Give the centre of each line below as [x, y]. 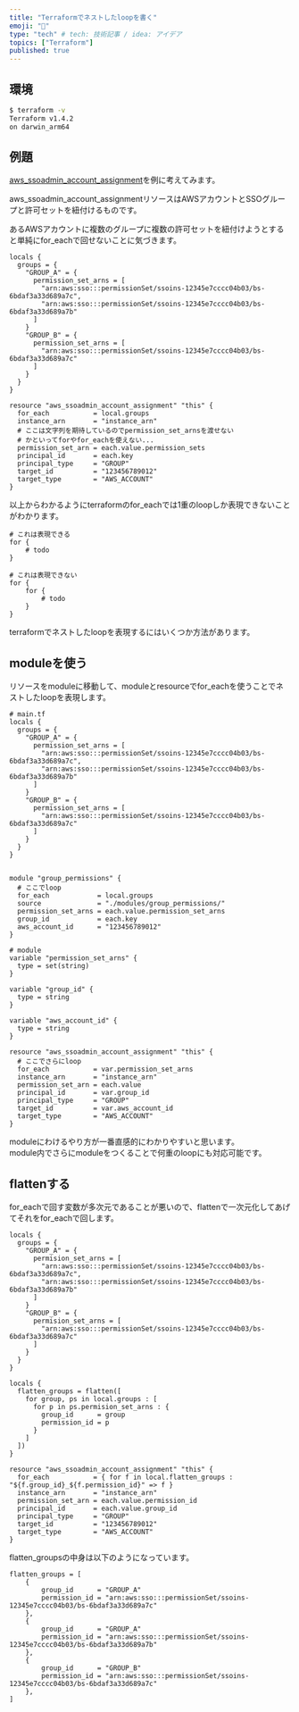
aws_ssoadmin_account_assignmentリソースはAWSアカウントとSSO [136, 199]
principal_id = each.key [75, 456]
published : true [39, 51]
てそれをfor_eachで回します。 [64, 1218]
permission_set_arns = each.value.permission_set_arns [121, 912]
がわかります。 [37, 516]
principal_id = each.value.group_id [97, 1508]
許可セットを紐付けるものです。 [83, 210]
